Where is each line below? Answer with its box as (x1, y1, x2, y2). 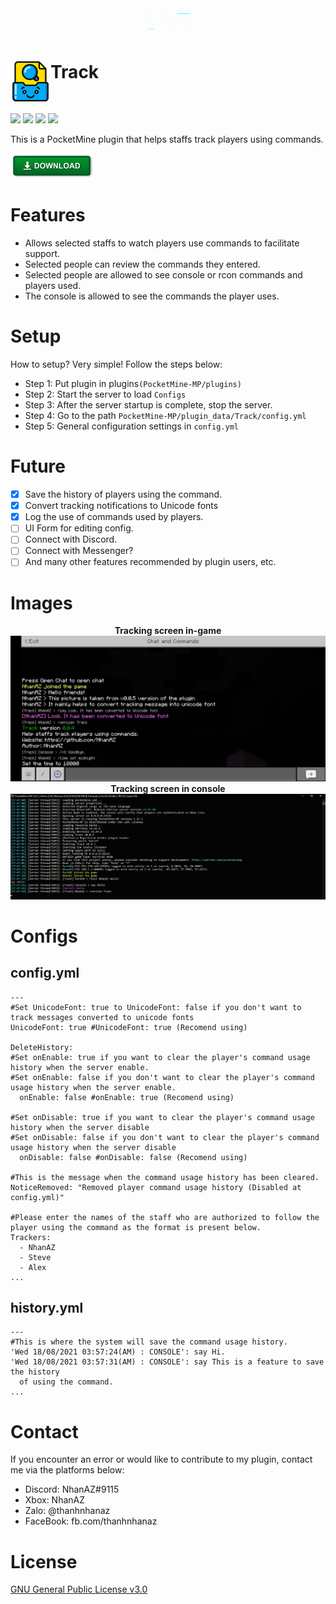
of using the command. (19, 1377, 114, 1387)
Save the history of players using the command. (24, 488, 223, 501)
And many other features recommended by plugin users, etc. (24, 556, 277, 568)
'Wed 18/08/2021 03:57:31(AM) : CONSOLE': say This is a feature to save (10, 1357, 325, 1367)
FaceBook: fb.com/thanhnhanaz (24, 1515, 158, 1527)
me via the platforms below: (10, 1464, 125, 1476)
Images (10, 592, 73, 614)
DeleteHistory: (10, 1042, 74, 1052)
